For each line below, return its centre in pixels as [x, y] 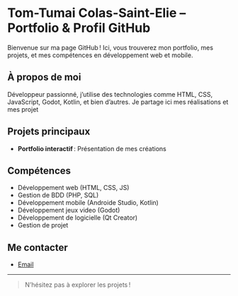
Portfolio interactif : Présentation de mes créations [92, 148]
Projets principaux [49, 132]
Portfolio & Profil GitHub [79, 28]
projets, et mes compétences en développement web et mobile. [100, 55]
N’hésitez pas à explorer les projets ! [78, 285]
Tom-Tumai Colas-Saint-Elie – [97, 13]
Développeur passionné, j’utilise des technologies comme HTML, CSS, [110, 94]
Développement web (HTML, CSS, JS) [73, 188]
